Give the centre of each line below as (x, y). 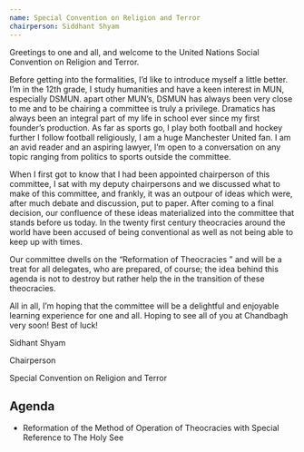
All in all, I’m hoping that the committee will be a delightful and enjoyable (144, 306)
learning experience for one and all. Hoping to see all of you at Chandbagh (149, 315)
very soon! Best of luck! (54, 325)
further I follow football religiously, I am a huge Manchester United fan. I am (150, 137)
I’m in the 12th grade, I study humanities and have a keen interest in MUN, (147, 89)
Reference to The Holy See (73, 437)
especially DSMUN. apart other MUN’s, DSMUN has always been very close (151, 98)
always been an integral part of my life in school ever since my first (135, 118)
